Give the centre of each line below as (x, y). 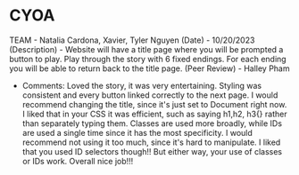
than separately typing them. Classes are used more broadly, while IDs (152, 123)
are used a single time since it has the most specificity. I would (137, 132)
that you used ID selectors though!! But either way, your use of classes (152, 151)
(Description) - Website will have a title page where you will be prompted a (146, 49)
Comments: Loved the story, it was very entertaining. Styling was (141, 85)
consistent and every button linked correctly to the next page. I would (150, 95)
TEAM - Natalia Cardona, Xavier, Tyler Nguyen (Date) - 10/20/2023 (132, 40)
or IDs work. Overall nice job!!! (78, 161)
